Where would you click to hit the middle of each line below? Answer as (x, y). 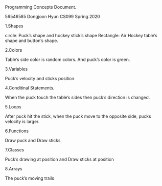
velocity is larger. (22, 121)
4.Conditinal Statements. (30, 88)
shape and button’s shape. (32, 41)
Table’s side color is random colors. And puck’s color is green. (68, 60)
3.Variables (16, 69)
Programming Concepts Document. (41, 7)
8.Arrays (14, 169)
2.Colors (14, 50)
